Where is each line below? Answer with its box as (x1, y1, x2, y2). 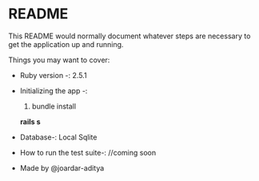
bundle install (31, 101, 77, 111)
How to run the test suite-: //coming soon (19, 148, 157, 157)
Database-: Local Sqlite (19, 132, 98, 142)
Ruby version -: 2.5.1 (19, 70, 87, 80)
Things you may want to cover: (8, 55, 110, 65)
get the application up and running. (8, 39, 124, 49)
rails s (19, 116, 42, 126)
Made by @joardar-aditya (19, 163, 105, 172)
